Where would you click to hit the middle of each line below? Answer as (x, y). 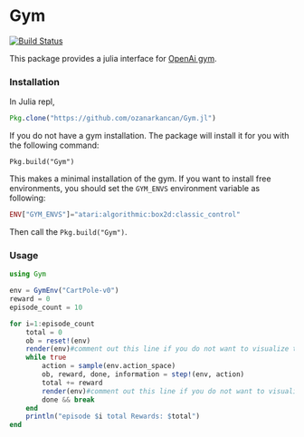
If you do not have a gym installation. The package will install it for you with (149, 136)
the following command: (54, 145)
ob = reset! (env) (58, 341)
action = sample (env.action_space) (109, 366)
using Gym (28, 274)
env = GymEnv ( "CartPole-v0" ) (64, 291)
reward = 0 (30, 299)
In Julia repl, (33, 102)
